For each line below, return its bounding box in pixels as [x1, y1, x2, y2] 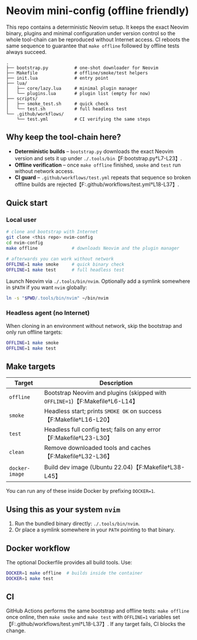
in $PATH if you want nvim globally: [6, 283, 87, 291]
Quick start [6, 198, 48, 208]
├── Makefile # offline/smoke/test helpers [6, 70, 148, 76]
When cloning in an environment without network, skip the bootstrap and [6, 322, 182, 329]
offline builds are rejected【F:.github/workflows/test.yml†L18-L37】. [14, 181, 179, 188]
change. [6, 627, 26, 634]
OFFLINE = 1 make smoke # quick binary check [6, 261, 125, 267]
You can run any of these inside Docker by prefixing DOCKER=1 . [6, 487, 155, 495]
